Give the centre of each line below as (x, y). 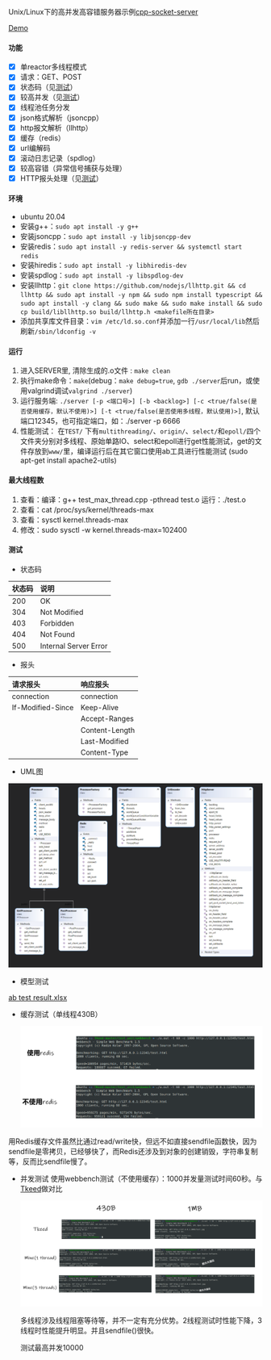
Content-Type (104, 752)
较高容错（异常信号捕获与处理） (73, 168)
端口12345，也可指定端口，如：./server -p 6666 (100, 421)
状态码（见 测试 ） (48, 87)
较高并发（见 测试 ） (52, 97)
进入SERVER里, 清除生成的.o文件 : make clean (95, 370)
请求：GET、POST (51, 77)
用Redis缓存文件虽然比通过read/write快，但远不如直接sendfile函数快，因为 (133, 1141)
